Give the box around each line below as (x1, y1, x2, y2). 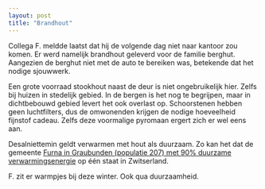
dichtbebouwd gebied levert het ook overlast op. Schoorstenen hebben (8, 98, 243, 108)
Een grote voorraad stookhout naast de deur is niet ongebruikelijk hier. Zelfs (8, 81, 257, 91)
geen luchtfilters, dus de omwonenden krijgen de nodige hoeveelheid (8, 106, 236, 116)
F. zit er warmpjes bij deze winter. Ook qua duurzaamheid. (8, 172, 199, 181)
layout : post (8, 11, 52, 20)
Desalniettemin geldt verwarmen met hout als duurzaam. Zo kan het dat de (8, 139, 254, 148)
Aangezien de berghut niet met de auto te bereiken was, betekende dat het (8, 57, 254, 67)
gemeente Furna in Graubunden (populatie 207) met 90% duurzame (8, 148, 232, 157)
